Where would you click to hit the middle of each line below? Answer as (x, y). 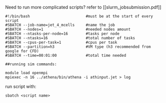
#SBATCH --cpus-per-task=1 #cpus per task (61, 42)
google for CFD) (22, 51)
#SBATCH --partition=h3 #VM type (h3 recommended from (78, 47)
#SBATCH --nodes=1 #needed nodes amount (68, 29)
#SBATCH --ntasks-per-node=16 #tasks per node (62, 34)
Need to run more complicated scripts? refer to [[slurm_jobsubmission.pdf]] (83, 7)
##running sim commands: (31, 64)
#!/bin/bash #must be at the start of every (79, 16)
